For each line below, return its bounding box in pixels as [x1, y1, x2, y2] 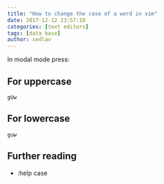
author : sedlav [7, 36, 52, 43]
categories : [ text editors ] [7, 23, 89, 30]
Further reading [7, 151, 77, 162]
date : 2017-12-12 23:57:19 [7, 17, 86, 24]
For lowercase [7, 113, 70, 125]
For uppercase [7, 75, 72, 87]
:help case [17, 169, 47, 177]
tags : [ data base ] [7, 29, 61, 37]
